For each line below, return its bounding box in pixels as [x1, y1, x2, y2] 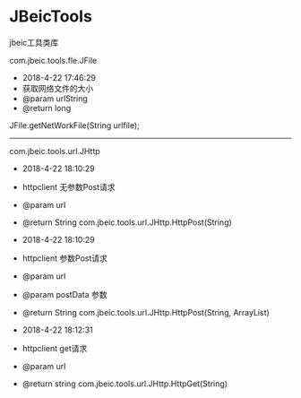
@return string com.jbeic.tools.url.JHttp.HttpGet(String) [21, 378, 228, 389]
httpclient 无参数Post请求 [21, 181, 116, 192]
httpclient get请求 [21, 342, 88, 353]
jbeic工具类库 [9, 37, 59, 48]
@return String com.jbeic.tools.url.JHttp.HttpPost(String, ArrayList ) [21, 307, 271, 317]
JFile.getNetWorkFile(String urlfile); [9, 119, 141, 131]
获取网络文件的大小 [21, 82, 94, 93]
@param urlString [21, 92, 88, 104]
